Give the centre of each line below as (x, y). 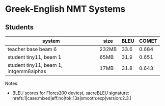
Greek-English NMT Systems (65, 9)
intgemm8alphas (27, 71)
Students (19, 27)
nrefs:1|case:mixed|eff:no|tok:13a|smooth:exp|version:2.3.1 (72, 98)
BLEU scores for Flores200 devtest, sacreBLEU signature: (71, 93)
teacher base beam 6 (32, 49)
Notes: (12, 83)
